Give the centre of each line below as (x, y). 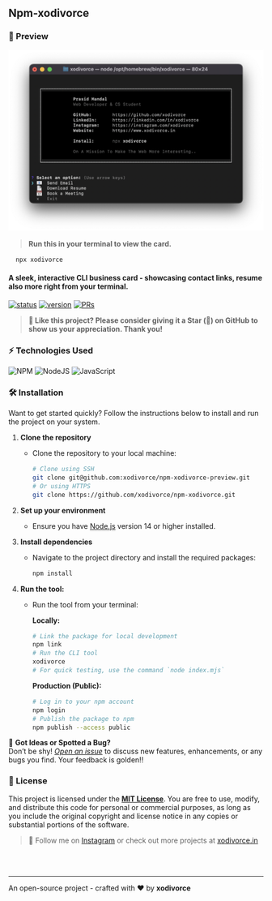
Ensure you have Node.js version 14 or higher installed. (124, 526)
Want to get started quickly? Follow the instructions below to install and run (134, 414)
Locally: (46, 620)
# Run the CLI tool (65, 653)
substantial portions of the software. (69, 824)
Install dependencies (56, 542)
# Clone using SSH (63, 470)
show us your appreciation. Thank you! (96, 328)
